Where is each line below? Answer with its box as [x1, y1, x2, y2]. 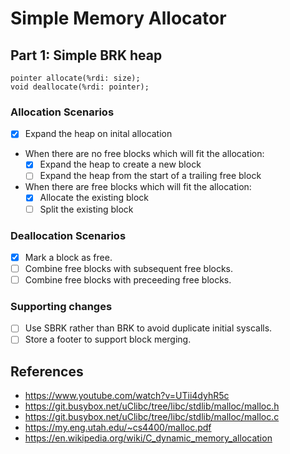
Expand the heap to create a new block [39, 158, 202, 171]
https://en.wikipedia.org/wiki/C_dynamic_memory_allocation [24, 432, 273, 444]
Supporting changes [10, 300, 113, 314]
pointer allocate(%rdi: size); [10, 73, 141, 83]
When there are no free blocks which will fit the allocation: [24, 148, 265, 160]
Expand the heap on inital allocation [24, 128, 173, 140]
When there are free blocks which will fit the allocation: [24, 181, 252, 193]
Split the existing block [39, 203, 134, 215]
